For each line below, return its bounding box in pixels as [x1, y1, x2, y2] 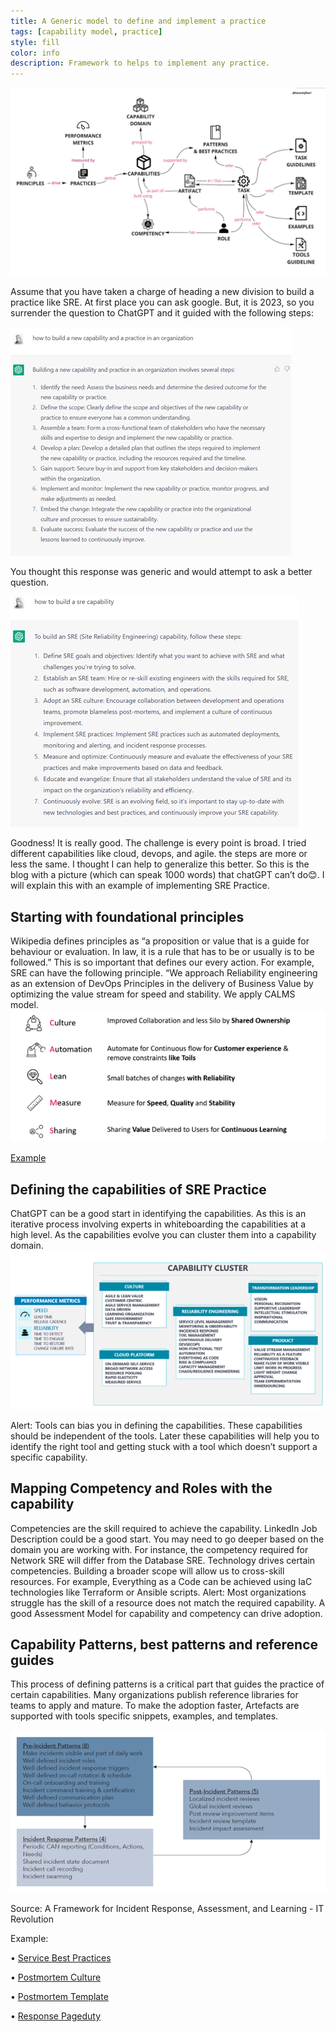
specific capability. [10, 1451, 88, 1463]
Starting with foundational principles [10, 908, 245, 925]
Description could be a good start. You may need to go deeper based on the [10, 1533, 325, 1545]
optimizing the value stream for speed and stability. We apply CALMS [10, 988, 296, 1000]
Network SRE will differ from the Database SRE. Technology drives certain [10, 1554, 316, 1566]
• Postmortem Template [10, 1990, 109, 2002]
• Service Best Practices [10, 1951, 112, 1964]
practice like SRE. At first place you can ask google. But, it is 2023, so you [10, 296, 315, 309]
